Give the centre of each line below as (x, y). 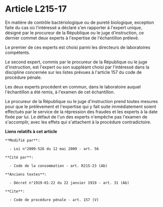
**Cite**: (15, 191)
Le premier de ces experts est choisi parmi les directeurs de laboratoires (78, 47)
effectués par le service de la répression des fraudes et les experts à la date (81, 112)
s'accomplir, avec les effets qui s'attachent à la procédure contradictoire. (78, 122)
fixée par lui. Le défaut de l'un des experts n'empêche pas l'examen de (76, 117)
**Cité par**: (19, 157)
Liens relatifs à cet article (31, 131)
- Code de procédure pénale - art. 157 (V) (54, 200)
